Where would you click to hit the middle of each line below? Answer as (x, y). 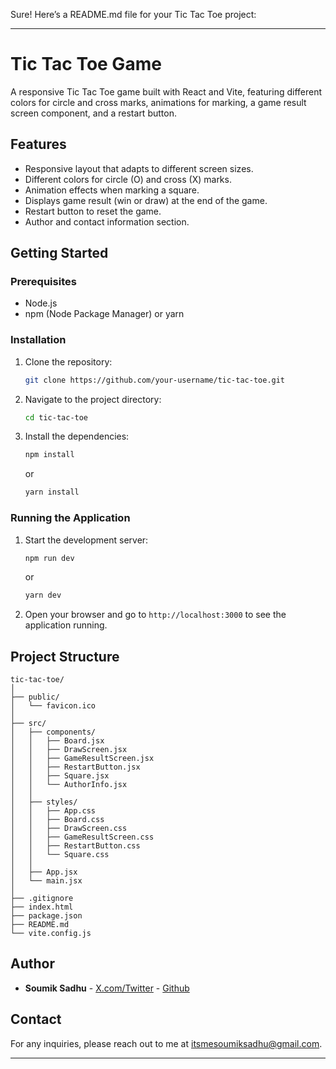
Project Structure (65, 656)
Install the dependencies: (77, 436)
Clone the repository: (68, 361)
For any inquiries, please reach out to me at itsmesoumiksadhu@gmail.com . (166, 1043)
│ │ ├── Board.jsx (57, 741)
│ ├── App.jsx (44, 872)
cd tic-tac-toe (56, 417)
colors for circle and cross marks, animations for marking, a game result (158, 102)
